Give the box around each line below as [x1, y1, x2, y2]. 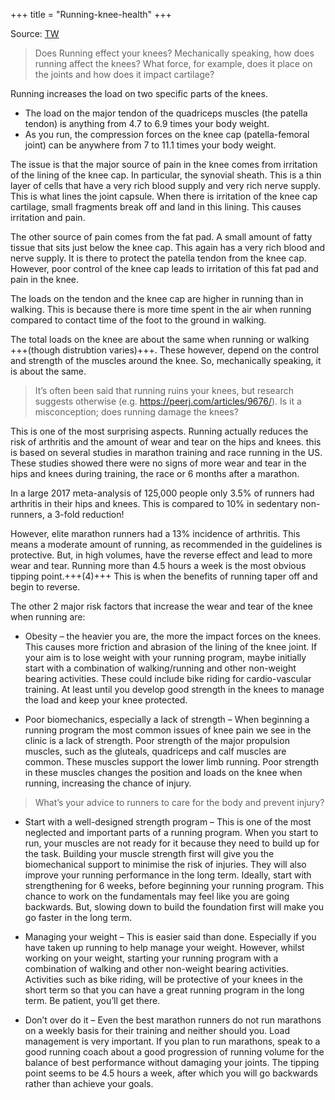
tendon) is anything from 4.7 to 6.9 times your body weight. [24, 118, 270, 129]
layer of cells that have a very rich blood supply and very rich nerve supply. [10, 180, 321, 191]
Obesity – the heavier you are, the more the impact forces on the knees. [24, 630, 322, 642]
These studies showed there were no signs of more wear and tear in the [10, 457, 307, 469]
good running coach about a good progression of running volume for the [24, 1046, 325, 1058]
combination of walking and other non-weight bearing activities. [24, 963, 289, 974]
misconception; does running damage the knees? [34, 406, 239, 418]
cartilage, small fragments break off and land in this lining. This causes [10, 201, 302, 213]
